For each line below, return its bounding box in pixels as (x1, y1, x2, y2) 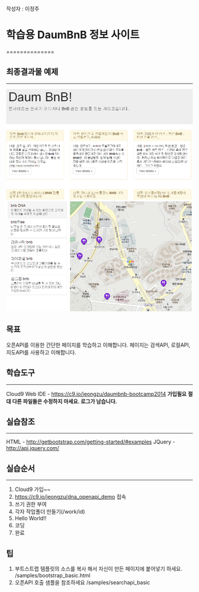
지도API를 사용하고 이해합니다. (6, 349, 76, 356)
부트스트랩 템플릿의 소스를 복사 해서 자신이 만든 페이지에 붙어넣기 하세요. (14, 565, 182, 572)
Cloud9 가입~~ (14, 486, 51, 493)
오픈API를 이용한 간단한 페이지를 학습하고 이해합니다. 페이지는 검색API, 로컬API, (6, 341, 191, 349)
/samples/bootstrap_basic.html (14, 572, 91, 579)
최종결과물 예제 (6, 67, 59, 77)
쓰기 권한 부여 (14, 501, 47, 508)
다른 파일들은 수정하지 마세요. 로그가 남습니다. (12, 397, 117, 405)
